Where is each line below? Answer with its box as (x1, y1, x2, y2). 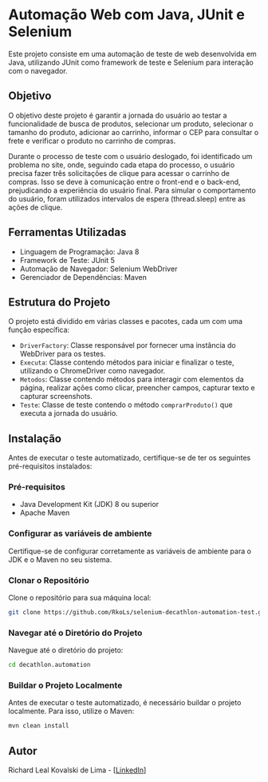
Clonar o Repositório (8, 574, 89, 585)
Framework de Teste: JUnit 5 (19, 255, 116, 265)
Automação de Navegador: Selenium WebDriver (19, 264, 178, 273)
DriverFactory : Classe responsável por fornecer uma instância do (19, 341, 237, 350)
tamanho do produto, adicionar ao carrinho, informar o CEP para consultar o (8, 127, 259, 137)
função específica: (8, 325, 70, 335)
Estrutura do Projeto (8, 295, 111, 309)
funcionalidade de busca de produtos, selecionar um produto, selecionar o (8, 118, 254, 129)
